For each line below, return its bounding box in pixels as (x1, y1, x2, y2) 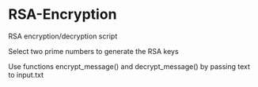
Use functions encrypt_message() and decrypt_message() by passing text (8, 61, 251, 71)
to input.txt (8, 70, 44, 79)
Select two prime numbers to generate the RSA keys (8, 46, 180, 56)
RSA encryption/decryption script (8, 31, 118, 41)
